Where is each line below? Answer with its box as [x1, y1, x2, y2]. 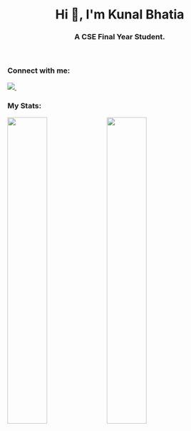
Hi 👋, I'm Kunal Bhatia [55, 6, 185, 23]
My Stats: [7, 100, 41, 110]
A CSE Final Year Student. [74, 32, 165, 42]
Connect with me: [7, 66, 71, 76]
